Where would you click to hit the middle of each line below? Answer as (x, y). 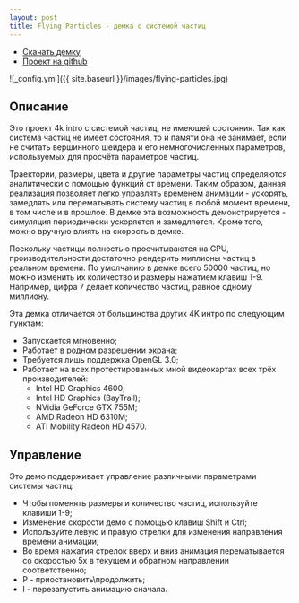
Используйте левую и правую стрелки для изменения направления (153, 532)
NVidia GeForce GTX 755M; (86, 407)
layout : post (34, 17)
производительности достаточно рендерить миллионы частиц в (133, 258)
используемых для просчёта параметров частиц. (104, 157)
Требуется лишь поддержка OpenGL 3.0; (100, 360)
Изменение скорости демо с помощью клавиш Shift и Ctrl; (135, 522)
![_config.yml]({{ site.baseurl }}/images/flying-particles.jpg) (119, 78)
